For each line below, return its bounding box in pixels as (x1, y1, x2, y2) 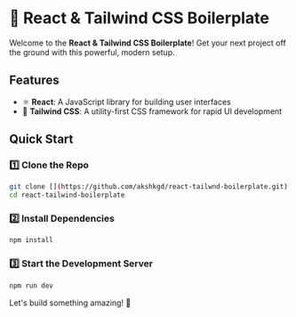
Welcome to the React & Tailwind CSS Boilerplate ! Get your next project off (9, 37, 286, 48)
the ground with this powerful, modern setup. (9, 46, 175, 57)
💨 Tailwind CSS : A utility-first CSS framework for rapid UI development (21, 106, 283, 117)
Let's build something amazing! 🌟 (9, 297, 132, 308)
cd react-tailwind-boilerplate (9, 191, 125, 199)
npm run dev (9, 280, 53, 290)
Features (9, 73, 60, 88)
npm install (9, 236, 53, 245)
